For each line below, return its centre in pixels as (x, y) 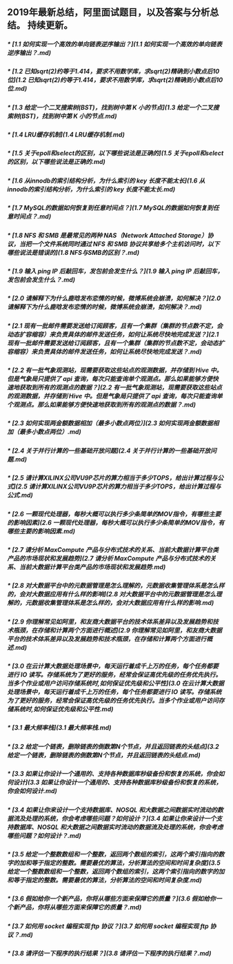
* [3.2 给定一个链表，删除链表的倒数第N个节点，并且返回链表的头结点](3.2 (113, 746)
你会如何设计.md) (32, 791)
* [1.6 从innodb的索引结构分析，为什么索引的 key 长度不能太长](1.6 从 (106, 181)
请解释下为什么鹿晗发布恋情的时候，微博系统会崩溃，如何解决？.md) (104, 307)
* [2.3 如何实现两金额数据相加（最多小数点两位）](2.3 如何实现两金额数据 (110, 423)
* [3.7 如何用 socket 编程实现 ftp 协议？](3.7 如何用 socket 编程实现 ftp (108, 926)
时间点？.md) (32, 216)
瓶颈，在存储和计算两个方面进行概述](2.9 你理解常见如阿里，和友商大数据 (118, 630)
